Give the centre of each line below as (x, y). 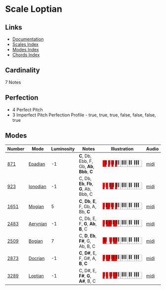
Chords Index (26, 55)
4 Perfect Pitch (27, 109)
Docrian (37, 258)
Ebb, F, (86, 161)
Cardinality (23, 70)
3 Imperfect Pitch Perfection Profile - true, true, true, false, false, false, (84, 115)
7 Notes (13, 82)
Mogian (37, 206)
